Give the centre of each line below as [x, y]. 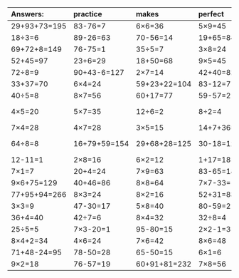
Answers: [27, 14]
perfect [211, 14]
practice [88, 14]
